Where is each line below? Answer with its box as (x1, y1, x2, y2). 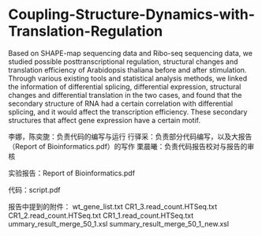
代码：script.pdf (8, 185, 61, 194)
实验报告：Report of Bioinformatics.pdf (8, 168, 136, 178)
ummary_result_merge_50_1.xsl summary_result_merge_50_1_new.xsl (8, 219, 230, 228)
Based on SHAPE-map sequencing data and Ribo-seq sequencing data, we (8, 48, 253, 58)
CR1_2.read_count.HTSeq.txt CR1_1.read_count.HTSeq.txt (8, 211, 194, 220)
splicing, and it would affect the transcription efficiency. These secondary (8, 107, 248, 116)
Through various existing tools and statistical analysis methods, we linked (8, 73, 247, 83)
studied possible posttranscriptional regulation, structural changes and (8, 57, 238, 66)
